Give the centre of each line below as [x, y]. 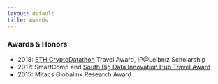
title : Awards [28, 20]
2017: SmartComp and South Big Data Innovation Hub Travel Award [114, 67]
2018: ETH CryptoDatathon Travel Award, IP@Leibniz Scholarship [111, 59]
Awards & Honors [37, 44]
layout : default [31, 14]
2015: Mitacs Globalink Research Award [74, 74]
